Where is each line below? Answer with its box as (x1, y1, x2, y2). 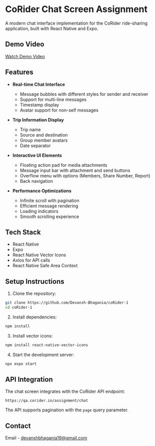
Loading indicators (19, 208, 58, 214)
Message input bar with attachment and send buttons (19, 167, 130, 173)
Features (5, 68, 33, 76)
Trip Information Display (12, 117, 64, 123)
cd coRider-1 (5, 305, 32, 310)
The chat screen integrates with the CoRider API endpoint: (5, 388, 125, 395)
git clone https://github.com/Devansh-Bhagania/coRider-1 (5, 300, 128, 305)
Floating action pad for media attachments (19, 162, 107, 168)
